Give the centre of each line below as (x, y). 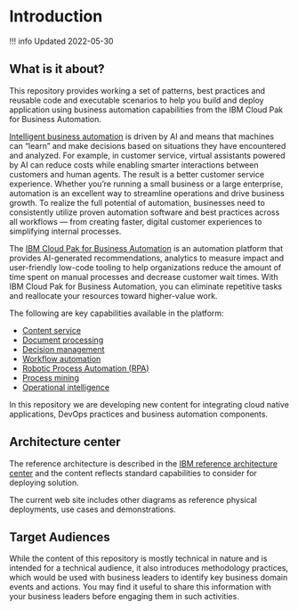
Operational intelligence (65, 387)
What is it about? (57, 69)
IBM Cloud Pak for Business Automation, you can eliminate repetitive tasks (146, 286)
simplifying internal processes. (65, 231)
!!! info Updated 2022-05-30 (61, 41)
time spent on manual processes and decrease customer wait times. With (144, 276)
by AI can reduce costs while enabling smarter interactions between (134, 165)
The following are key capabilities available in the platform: (117, 313)
